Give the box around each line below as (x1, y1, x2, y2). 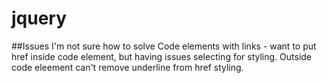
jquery (11, 7, 68, 30)
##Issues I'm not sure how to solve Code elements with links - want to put (11, 40, 317, 52)
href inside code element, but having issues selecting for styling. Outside (11, 50, 313, 62)
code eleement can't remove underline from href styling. (11, 61, 244, 73)
